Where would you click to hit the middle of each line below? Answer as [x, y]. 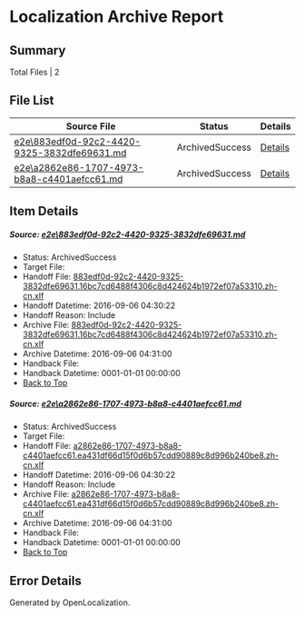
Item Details [44, 211]
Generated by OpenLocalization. [70, 602]
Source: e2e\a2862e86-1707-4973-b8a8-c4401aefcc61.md [126, 403]
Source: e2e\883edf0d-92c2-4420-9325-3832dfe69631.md [128, 234]
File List [32, 100]
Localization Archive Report [117, 17]
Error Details [45, 580]
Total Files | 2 [34, 72]
